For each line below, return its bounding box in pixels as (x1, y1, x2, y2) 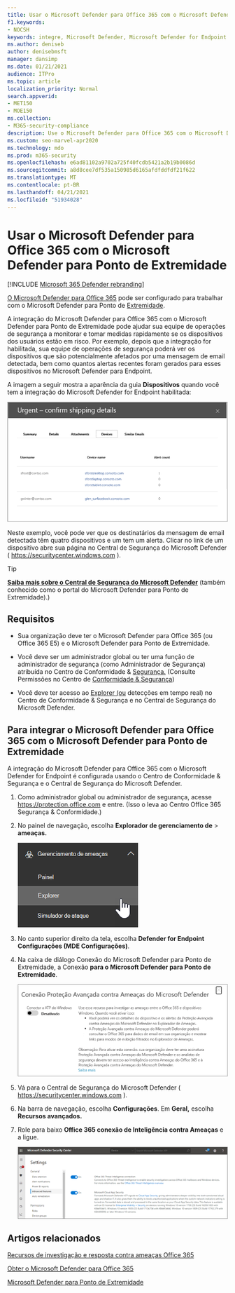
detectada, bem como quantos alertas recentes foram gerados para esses (7, 360, 222, 368)
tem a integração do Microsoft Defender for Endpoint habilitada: (7, 388, 192, 396)
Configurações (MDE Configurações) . (17, 942, 130, 950)
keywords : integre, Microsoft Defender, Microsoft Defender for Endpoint (7, 34, 227, 41)
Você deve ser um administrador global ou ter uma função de (17, 653, 194, 661)
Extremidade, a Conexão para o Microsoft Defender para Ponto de (17, 963, 211, 971)
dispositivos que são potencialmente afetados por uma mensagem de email (7, 352, 225, 360)
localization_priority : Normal (7, 85, 99, 93)
